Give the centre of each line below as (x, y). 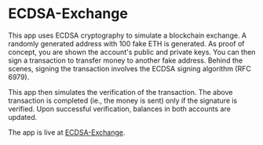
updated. (23, 117)
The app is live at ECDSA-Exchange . (67, 132)
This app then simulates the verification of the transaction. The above (121, 92)
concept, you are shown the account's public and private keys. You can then (132, 52)
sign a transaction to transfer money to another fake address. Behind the (126, 60)
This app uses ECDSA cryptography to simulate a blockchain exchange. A (128, 35)
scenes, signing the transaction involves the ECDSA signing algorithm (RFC (130, 68)
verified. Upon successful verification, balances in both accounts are (120, 109)
